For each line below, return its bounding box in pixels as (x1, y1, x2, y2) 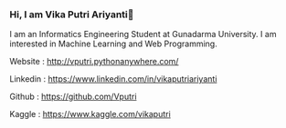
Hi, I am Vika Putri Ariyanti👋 (9, 8, 134, 21)
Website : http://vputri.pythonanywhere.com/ (9, 56, 179, 67)
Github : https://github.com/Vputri (9, 91, 137, 103)
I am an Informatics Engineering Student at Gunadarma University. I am (9, 29, 277, 40)
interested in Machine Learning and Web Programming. (9, 38, 217, 49)
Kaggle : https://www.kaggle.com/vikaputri (9, 109, 171, 120)
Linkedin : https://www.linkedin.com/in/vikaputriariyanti (9, 74, 217, 84)
